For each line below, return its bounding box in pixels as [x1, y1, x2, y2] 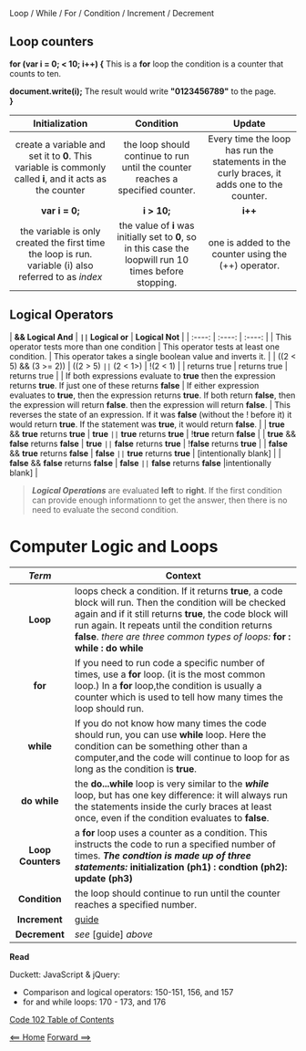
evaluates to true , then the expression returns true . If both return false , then [9, 390, 296, 401]
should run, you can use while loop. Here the [74, 728, 267, 741]
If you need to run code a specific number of [74, 656, 266, 669]
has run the [225, 143, 274, 156]
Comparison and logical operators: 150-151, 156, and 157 [22, 986, 234, 997]
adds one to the [215, 178, 283, 191]
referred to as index [17, 270, 103, 283]
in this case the [124, 242, 189, 255]
